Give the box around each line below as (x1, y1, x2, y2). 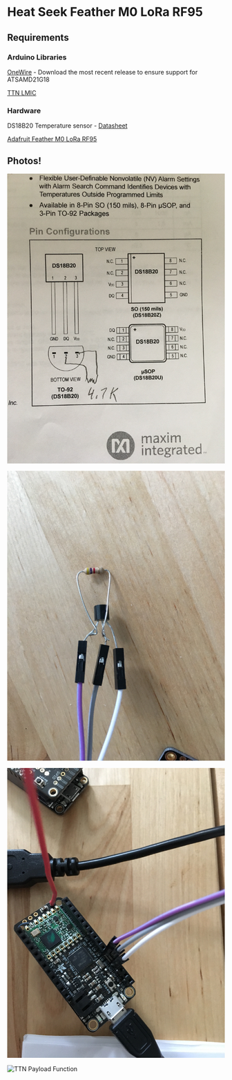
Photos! (7, 155, 41, 166)
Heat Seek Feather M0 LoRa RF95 (7, 4, 204, 20)
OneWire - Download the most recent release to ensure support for (7, 68, 198, 76)
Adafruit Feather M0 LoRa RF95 (7, 135, 97, 144)
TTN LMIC (7, 88, 37, 97)
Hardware (7, 106, 41, 115)
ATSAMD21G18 (7, 75, 50, 84)
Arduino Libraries (7, 52, 67, 62)
